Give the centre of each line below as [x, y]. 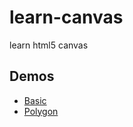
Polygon [41, 111]
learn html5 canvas [49, 45]
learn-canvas [66, 17]
